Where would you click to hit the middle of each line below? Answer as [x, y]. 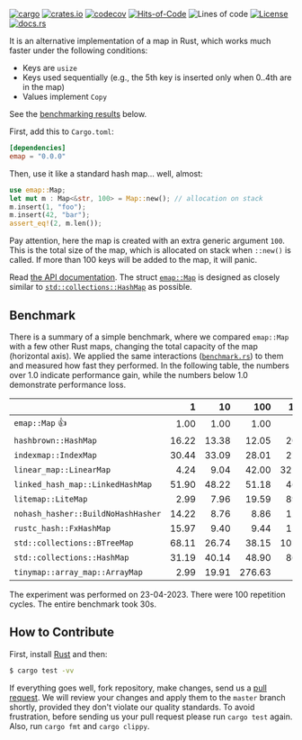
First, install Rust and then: [58, 654]
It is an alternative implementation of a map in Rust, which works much [140, 41]
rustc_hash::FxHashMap [62, 528]
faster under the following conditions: [79, 50]
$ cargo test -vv [42, 671]
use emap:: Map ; [38, 190]
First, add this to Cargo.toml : [62, 131]
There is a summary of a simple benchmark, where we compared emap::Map [149, 337]
